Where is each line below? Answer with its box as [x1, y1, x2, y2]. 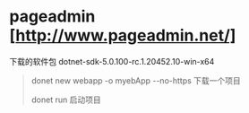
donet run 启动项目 [30, 94, 101, 105]
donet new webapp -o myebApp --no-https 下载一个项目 [30, 74, 242, 86]
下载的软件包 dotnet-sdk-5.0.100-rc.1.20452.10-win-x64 [9, 56, 215, 66]
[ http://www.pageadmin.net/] [9, 25, 236, 46]
